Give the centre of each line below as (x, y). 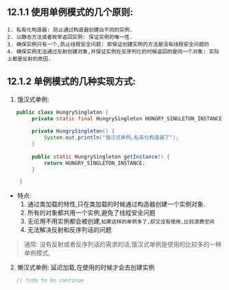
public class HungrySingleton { (62, 112)
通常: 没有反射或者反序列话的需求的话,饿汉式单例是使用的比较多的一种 (122, 244)
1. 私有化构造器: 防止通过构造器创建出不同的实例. (70, 29)
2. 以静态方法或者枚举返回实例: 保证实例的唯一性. (70, 37)
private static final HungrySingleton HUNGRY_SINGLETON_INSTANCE (127, 118)
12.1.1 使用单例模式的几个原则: (70, 12)
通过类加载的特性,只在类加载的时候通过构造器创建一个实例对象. (116, 205)
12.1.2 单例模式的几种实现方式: (71, 82)
